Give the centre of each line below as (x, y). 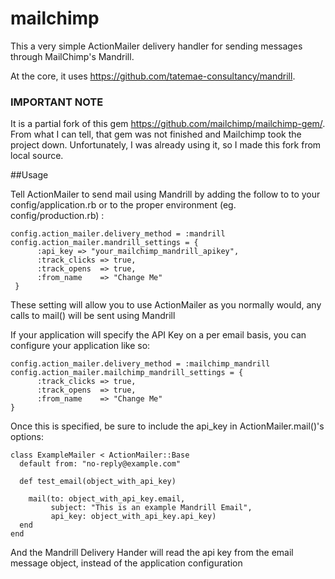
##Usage (29, 175)
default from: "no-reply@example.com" (100, 464)
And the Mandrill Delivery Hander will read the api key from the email (152, 553)
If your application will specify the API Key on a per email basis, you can (158, 335)
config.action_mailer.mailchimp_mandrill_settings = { (127, 373)
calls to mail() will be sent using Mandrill (93, 316)
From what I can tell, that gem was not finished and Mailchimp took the (156, 134)
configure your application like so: (80, 346)
